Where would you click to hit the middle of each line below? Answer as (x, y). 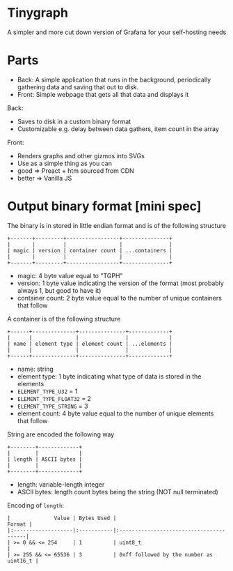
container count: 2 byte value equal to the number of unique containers (120, 298)
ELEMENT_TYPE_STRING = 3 (53, 406)
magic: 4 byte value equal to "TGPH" (70, 275)
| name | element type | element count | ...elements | (90, 344)
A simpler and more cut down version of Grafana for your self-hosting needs (117, 32)
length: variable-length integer (61, 484)
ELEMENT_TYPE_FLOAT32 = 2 (54, 398)
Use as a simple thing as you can (65, 163)
